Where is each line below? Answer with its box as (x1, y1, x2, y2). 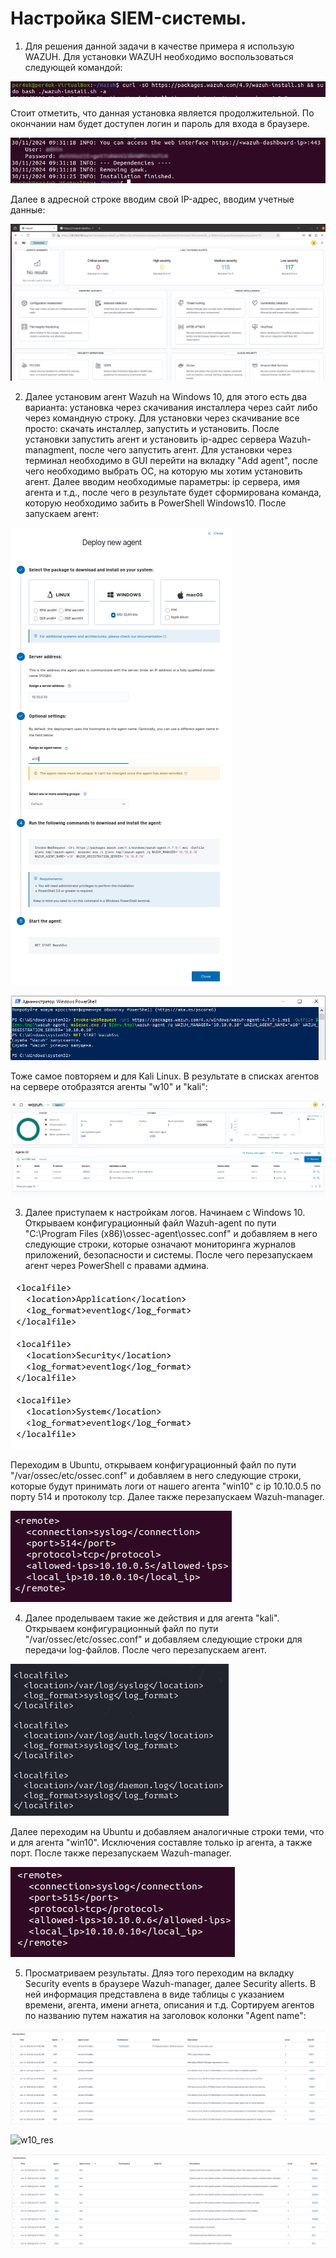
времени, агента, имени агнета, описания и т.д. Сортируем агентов (24, 1998, 315, 2011)
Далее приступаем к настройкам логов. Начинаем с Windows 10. (24, 1206, 306, 1218)
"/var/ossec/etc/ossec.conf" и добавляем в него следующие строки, (10, 1469, 302, 1481)
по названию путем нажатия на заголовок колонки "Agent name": (24, 2009, 307, 2021)
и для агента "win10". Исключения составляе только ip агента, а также (10, 1836, 313, 1848)
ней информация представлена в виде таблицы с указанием (24, 1988, 285, 2000)
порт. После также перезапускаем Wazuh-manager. (10, 1847, 232, 1859)
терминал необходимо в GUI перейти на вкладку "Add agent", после (24, 455, 318, 467)
